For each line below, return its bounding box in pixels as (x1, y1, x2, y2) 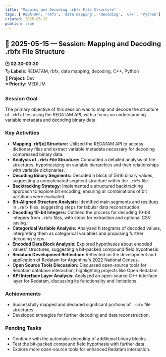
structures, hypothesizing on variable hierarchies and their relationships (12, 162, 159, 168)
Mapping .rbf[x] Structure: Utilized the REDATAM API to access (12, 141, 144, 146)
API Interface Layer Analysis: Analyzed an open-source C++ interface (12, 273, 158, 279)
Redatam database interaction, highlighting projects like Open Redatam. (12, 267, 159, 273)
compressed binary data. (12, 151, 64, 157)
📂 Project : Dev (5, 75, 35, 81)
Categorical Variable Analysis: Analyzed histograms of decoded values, (12, 225, 162, 231)
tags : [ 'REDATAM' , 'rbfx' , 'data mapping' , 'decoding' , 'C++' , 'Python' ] (5, 12, 161, 17)
